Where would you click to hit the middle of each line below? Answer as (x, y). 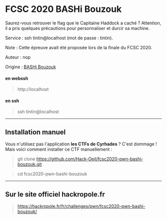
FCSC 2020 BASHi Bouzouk (63, 9)
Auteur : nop (18, 57)
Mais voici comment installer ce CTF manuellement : (59, 149)
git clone (26, 159)
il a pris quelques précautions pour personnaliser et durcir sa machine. (78, 28)
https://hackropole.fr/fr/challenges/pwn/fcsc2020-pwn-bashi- (81, 206)
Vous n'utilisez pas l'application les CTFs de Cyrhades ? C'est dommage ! (81, 144)
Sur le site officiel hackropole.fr (55, 194)
